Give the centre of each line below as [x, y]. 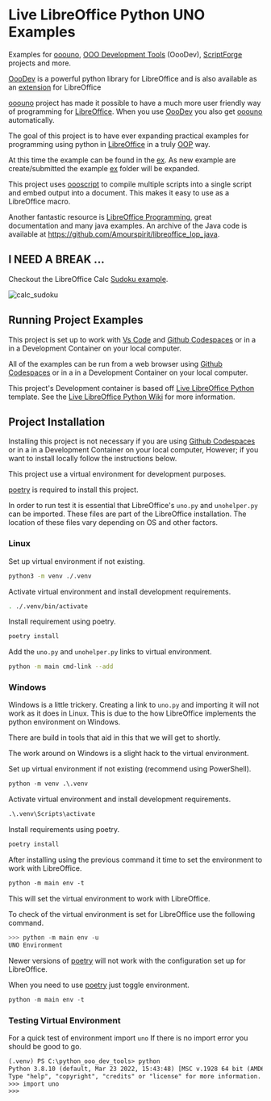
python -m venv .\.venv [48, 784]
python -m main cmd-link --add [61, 667]
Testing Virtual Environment [65, 1020]
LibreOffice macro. [40, 201]
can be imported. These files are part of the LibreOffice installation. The [127, 514]
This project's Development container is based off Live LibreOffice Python [131, 388]
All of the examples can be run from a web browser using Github [116, 363]
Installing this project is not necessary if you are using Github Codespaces [132, 441]
